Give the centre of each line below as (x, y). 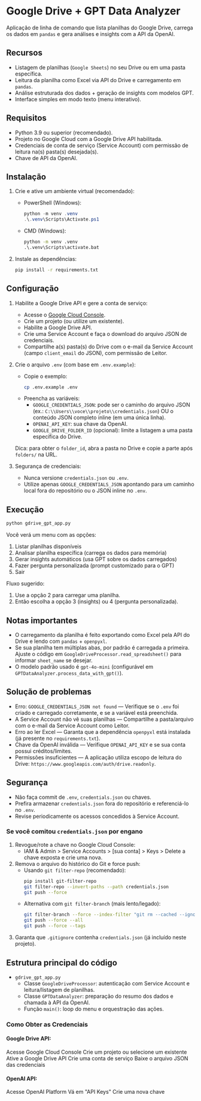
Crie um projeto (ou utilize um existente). (74, 321)
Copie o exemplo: (45, 376)
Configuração (33, 289)
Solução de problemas (49, 692)
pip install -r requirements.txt (57, 270)
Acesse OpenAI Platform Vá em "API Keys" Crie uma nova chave (86, 1092)
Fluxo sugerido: (25, 583)
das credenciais (26, 1065)
